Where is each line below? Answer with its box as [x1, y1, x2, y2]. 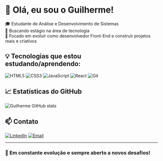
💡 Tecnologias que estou [5, 52, 81, 60]
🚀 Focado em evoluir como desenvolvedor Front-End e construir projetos [5, 33, 151, 38]
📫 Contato [5, 117, 39, 125]
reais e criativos [5, 38, 37, 44]
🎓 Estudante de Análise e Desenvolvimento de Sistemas [5, 20, 119, 26]
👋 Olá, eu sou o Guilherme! [5, 4, 114, 16]
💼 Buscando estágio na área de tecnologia [5, 28, 90, 34]
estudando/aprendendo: [5, 60, 81, 68]
